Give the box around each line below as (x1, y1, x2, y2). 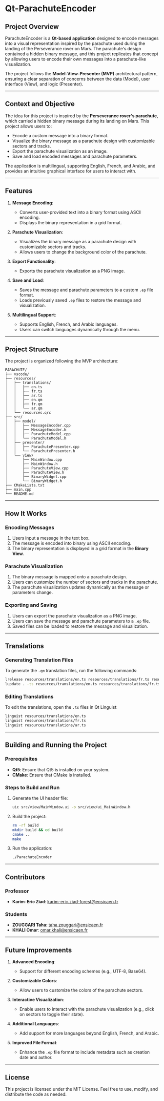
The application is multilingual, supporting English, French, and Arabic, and (5, 163, 156, 169)
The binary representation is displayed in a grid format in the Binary (12, 546, 149, 551)
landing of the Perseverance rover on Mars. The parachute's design (5, 46, 142, 51)
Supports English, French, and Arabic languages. (19, 321, 118, 327)
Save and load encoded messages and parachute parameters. (12, 153, 138, 159)
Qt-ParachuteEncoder (5, 3, 96, 14)
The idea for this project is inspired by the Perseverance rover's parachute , (5, 113, 159, 119)
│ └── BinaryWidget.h (5, 479, 62, 484)
